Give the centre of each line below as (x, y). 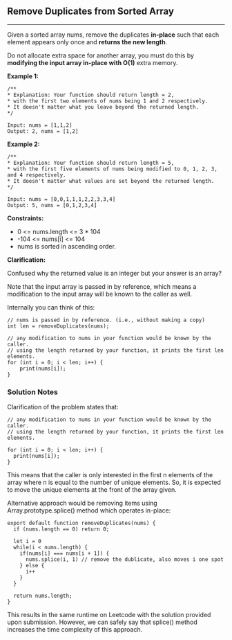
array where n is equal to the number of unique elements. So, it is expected (114, 482)
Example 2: (23, 144)
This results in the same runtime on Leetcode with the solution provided (109, 615)
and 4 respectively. (37, 175)
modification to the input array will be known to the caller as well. (99, 294)
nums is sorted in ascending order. (66, 246)
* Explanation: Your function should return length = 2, (91, 95)
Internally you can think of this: (51, 307)
